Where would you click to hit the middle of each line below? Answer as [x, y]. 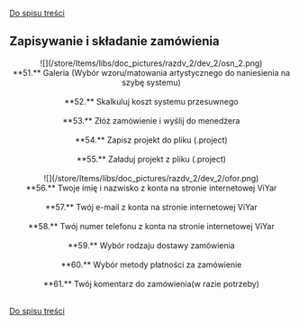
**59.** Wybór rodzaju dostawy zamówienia [151, 245]
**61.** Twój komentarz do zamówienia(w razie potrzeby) [151, 283]
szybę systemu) [151, 82]
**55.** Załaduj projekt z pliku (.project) [151, 159]
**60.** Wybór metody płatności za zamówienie [151, 265]
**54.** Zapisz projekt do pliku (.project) [151, 140]
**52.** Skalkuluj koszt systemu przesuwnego [151, 101]
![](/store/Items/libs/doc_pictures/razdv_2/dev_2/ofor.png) [151, 178]
